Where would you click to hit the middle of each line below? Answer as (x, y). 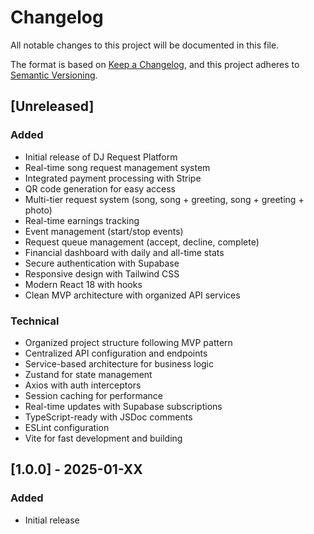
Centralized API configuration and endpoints (116, 353)
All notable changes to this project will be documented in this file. (145, 45)
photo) (38, 210)
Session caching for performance (93, 395)
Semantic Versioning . (54, 75)
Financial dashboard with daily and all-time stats (124, 252)
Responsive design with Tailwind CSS (102, 273)
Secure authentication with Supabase (102, 263)
